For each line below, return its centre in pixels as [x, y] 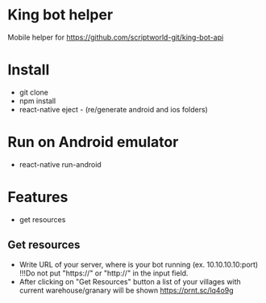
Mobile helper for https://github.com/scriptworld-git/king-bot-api [116, 37]
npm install [37, 101]
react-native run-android [60, 164]
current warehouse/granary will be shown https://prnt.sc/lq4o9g [127, 290]
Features [38, 197]
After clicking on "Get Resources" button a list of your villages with [130, 281]
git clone [34, 92]
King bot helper [60, 15]
